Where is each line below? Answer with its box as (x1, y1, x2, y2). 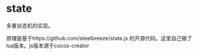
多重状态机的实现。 (6, 22, 54, 29)
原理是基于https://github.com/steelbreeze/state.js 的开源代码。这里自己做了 (6, 34, 193, 41)
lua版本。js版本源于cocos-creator (6, 42, 89, 49)
